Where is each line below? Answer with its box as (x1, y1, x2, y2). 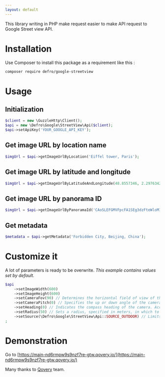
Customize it (5, 251, 58, 262)
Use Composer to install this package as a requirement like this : (5, 60, 135, 66)
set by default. (5, 272, 34, 278)
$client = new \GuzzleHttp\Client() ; (5, 118, 82, 123)
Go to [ (5, 351, 19, 357)
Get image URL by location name (5, 141, 107, 149)
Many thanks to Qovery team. (5, 366, 65, 372)
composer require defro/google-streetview (5, 69, 93, 74)
